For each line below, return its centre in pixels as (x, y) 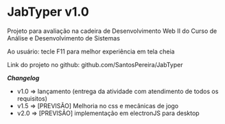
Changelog (23, 78)
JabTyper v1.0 (48, 12)
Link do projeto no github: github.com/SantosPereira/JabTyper (95, 64)
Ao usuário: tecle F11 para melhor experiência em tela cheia (91, 51)
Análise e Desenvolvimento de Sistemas (63, 38)
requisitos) (32, 98)
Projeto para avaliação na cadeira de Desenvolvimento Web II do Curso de (112, 31)
